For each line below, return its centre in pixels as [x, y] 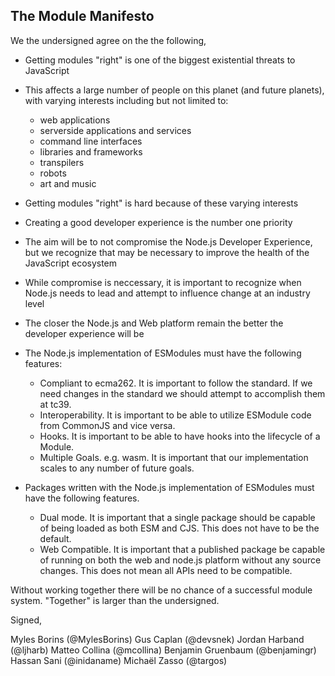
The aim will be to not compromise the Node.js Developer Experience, [168, 241]
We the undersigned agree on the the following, [108, 40]
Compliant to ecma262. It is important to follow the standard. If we [176, 383]
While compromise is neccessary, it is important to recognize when [163, 282]
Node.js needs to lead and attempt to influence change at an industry [167, 293]
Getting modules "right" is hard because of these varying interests [161, 203]
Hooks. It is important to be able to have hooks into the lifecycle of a [180, 436]
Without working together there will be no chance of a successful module [161, 590]
